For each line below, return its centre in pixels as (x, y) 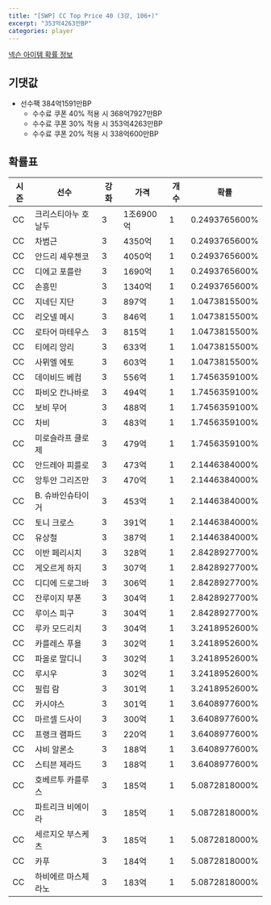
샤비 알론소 (55, 749)
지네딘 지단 (55, 302)
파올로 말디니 (58, 659)
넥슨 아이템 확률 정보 (41, 55)
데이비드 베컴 (58, 377)
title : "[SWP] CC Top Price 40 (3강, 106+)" (83, 16)
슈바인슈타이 (67, 495)
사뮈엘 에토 (55, 362)
